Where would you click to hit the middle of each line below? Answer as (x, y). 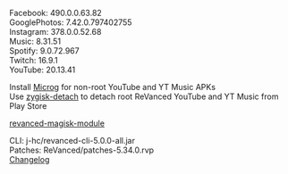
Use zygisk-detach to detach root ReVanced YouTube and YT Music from (144, 96)
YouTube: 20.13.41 (42, 70)
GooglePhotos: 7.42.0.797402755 (71, 22)
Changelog (30, 159)
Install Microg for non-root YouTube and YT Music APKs (113, 87)
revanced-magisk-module (57, 123)
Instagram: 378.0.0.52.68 (55, 32)
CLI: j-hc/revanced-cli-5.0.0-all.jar (72, 141)
